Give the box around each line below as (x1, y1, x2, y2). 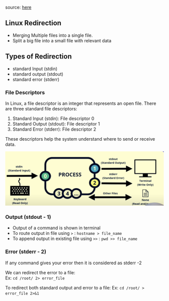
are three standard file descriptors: (5, 105, 77, 111)
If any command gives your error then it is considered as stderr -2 (5, 260, 142, 266)
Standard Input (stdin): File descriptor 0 (12, 115, 95, 122)
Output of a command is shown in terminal (12, 225, 101, 231)
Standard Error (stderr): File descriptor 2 (12, 126, 97, 132)
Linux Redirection (5, 19, 62, 27)
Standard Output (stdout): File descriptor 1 (12, 121, 100, 127)
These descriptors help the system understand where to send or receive (5, 136, 155, 142)
